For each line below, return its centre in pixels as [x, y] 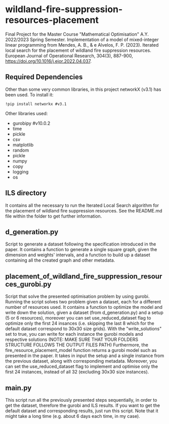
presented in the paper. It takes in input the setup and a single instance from [85, 356]
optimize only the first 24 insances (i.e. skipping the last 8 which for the [80, 324]
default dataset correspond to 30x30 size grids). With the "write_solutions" [83, 329]
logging [20, 171]
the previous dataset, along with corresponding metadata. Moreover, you [81, 361]
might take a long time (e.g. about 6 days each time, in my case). [73, 416]
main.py [18, 388]
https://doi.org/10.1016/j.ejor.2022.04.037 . [49, 61]
